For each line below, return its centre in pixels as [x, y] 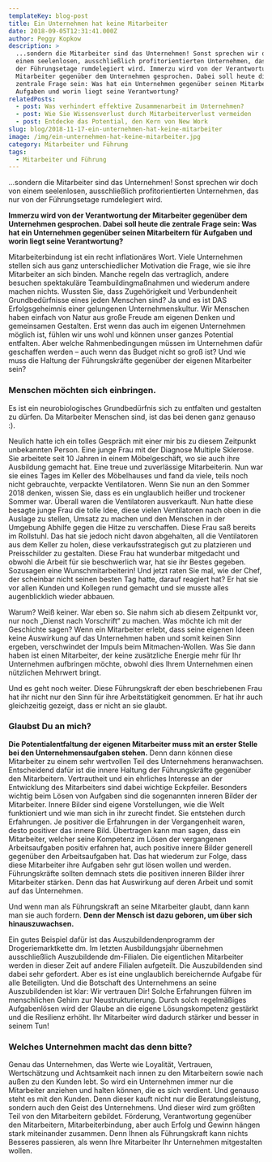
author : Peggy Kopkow [45, 39]
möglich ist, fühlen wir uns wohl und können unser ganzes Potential [121, 335]
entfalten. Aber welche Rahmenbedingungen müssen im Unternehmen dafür [136, 343]
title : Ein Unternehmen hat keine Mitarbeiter [88, 24]
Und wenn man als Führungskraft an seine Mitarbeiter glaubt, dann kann [129, 906]
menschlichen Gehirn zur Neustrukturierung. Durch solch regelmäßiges [127, 1000]
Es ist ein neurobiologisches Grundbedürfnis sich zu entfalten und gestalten [135, 408]
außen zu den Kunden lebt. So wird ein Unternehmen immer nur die [121, 1082]
